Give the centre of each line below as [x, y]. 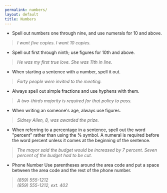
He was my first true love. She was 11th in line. [64, 62]
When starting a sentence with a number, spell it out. [66, 72]
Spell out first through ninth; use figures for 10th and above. [73, 52]
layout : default [21, 14]
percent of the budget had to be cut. [54, 156]
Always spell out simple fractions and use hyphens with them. [75, 91]
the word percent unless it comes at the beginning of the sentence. [81, 141]
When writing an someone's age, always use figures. [66, 111]
